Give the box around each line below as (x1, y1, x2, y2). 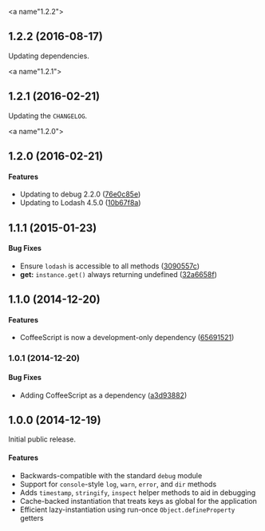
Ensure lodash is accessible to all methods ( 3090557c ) (19, 261, 200, 271)
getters (19, 513, 44, 522)
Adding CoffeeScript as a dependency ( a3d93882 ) (19, 390, 188, 400)
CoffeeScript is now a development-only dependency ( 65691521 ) (19, 333, 235, 343)
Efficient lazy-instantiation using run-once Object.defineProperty (19, 505, 235, 514)
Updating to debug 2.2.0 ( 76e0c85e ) (19, 189, 141, 199)
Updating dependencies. (8, 51, 89, 61)
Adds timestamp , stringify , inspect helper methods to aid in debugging (19, 487, 256, 497)
